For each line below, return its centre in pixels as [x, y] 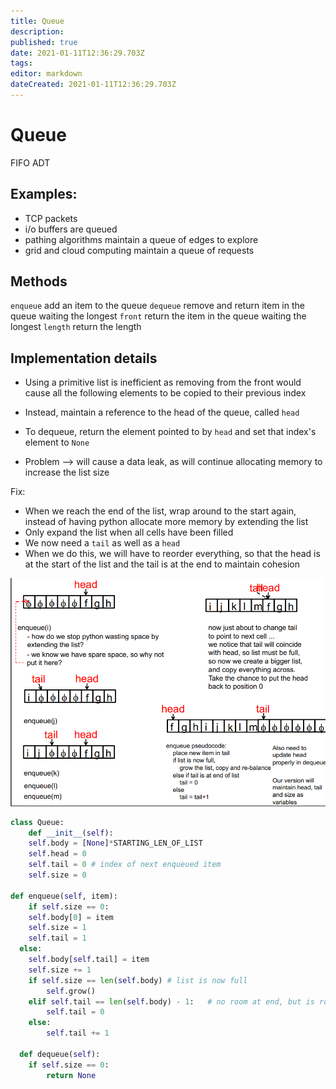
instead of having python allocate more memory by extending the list [166, 522]
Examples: [44, 194]
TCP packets [51, 218]
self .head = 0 [57, 854]
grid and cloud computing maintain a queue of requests [139, 250]
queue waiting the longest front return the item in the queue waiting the [158, 316]
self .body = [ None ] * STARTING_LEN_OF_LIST [115, 843]
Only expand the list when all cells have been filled [129, 532]
